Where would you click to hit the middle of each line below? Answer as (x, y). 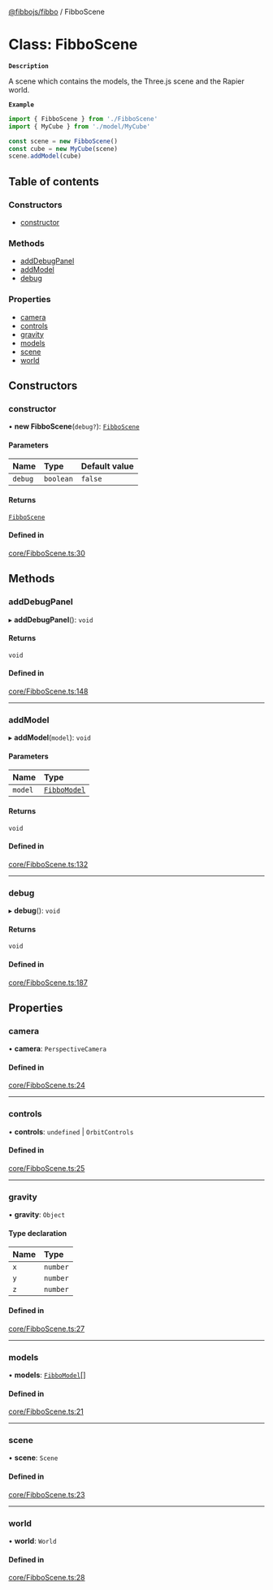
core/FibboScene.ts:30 (47, 553)
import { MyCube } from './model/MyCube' (80, 126)
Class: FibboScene (73, 45)
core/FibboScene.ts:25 (47, 1168)
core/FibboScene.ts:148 (48, 691)
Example (22, 105)
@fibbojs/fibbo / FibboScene (57, 12)
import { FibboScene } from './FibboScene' (83, 119)
